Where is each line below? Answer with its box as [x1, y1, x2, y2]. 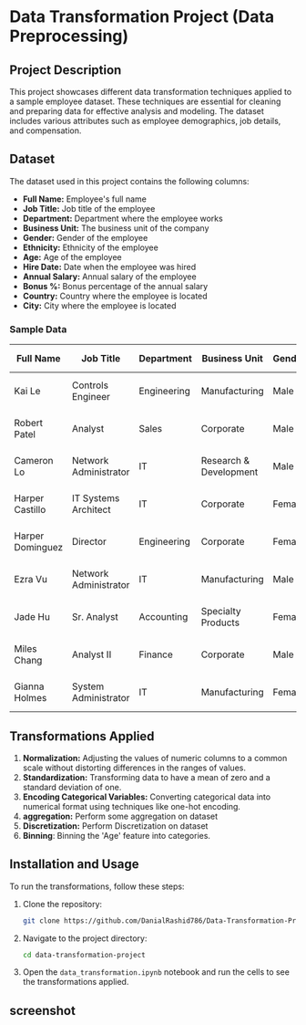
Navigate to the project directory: [22, 933, 148, 944]
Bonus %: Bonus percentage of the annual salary [22, 280, 209, 291]
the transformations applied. [22, 977, 129, 988]
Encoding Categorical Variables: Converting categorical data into [22, 791, 271, 802]
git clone [22, 915, 61, 926]
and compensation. [9, 125, 82, 136]
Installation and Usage [9, 856, 139, 873]
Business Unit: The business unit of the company [22, 222, 209, 234]
